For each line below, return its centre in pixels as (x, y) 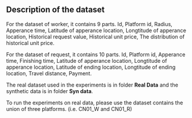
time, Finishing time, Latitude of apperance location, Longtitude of (87, 60)
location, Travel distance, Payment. (49, 73)
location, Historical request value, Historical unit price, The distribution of (95, 36)
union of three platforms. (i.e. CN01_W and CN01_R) (69, 109)
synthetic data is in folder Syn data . (50, 91)
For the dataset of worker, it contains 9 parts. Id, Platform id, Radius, (89, 24)
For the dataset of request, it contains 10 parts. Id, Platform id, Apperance (96, 54)
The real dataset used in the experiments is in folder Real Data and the (92, 85)
